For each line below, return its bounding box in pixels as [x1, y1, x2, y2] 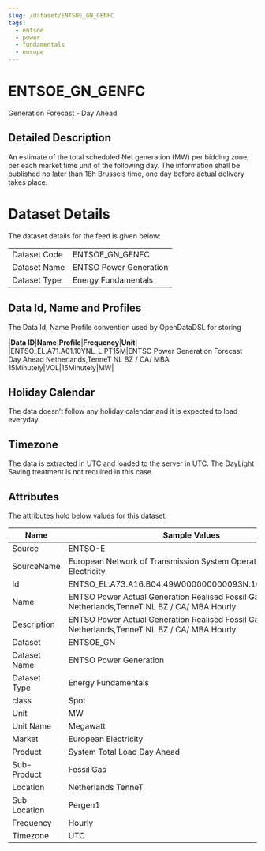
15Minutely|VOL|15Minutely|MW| [8, 362, 114, 372]
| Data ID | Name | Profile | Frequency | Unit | [8, 337, 138, 347]
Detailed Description [8, 131, 112, 144]
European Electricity [68, 733, 144, 744]
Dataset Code [12, 249, 63, 260]
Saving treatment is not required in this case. [8, 467, 154, 477]
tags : [8, 19, 26, 27]
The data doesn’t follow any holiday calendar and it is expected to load [8, 407, 238, 416]
